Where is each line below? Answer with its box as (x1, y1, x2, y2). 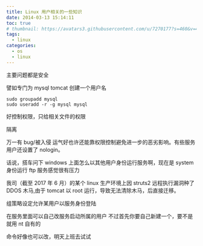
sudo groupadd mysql (6, 96, 59, 102)
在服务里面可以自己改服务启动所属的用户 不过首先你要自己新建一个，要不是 (6, 212, 193, 219)
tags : (6, 31, 20, 37)
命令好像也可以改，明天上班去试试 (6, 233, 91, 240)
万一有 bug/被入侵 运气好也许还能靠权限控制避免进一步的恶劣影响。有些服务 (6, 138, 196, 146)
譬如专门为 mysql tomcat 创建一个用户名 (6, 84, 107, 91)
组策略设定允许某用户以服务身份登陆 (6, 199, 97, 207)
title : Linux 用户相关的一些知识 (6, 8, 83, 15)
